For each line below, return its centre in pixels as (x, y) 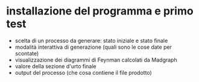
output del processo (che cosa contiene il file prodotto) (83, 72)
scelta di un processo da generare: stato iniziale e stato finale (91, 40)
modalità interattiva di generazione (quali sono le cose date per (93, 47)
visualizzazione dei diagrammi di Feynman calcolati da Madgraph (96, 60)
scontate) (27, 53)
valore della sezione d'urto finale (55, 66)
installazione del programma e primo (100, 11)
